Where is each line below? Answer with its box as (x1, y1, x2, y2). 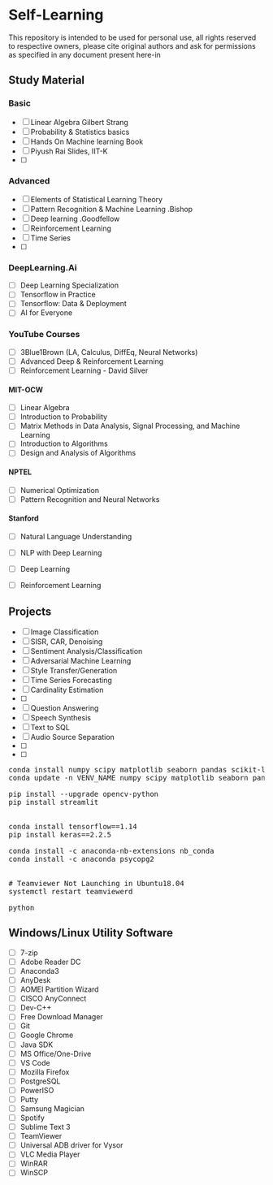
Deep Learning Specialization (19, 280, 119, 290)
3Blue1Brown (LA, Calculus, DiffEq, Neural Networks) (19, 347, 198, 357)
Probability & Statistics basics (30, 127, 130, 136)
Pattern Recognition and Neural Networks (19, 494, 160, 504)
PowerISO (19, 1085, 54, 1095)
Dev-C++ (19, 1003, 52, 1013)
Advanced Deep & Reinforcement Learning (19, 356, 164, 366)
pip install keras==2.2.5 (8, 830, 112, 840)
